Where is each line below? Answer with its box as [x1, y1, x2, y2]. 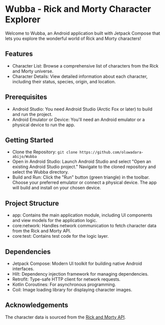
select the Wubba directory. [12, 169, 69, 175]
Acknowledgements [5, 301, 68, 309]
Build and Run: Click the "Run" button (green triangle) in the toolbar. [12, 174, 150, 181]
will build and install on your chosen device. [12, 185, 101, 191]
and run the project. [12, 111, 53, 117]
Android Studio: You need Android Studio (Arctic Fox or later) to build [12, 106, 153, 112]
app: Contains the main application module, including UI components [12, 212, 153, 218]
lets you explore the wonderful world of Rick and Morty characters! [5, 36, 141, 41]
